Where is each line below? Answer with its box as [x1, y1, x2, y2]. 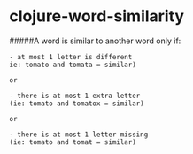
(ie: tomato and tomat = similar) [9, 137, 137, 147]
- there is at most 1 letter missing [9, 130, 149, 139]
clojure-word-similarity [9, 6, 184, 27]
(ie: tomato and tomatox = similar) [9, 99, 144, 108]
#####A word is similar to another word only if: [9, 35, 181, 46]
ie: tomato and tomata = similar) [9, 60, 137, 69]
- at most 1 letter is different [9, 52, 133, 61]
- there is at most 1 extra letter [9, 91, 141, 100]
